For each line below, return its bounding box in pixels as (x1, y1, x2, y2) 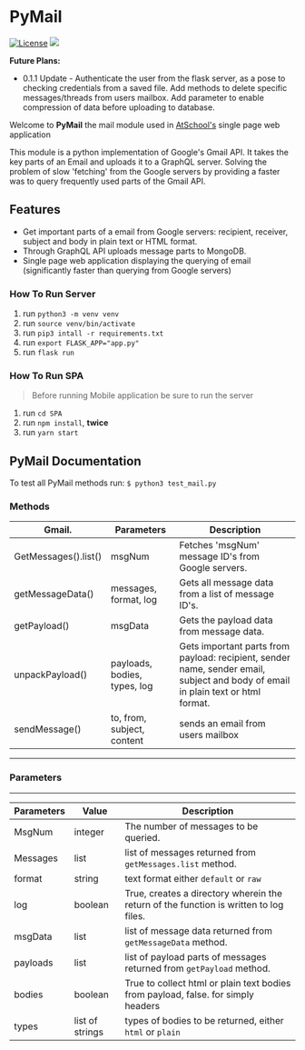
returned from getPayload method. (124, 962, 271, 975)
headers (124, 999, 161, 1012)
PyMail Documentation (9, 453, 142, 469)
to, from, (110, 712, 147, 725)
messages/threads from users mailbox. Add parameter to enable (22, 92, 265, 103)
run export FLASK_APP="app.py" (22, 337, 140, 348)
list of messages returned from (124, 845, 256, 858)
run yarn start (22, 427, 79, 438)
